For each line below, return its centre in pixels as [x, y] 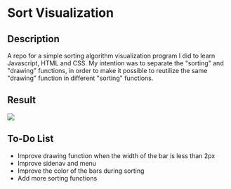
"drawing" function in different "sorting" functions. [80, 78]
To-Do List [31, 139]
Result [22, 100]
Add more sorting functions [57, 178]
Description [33, 39]
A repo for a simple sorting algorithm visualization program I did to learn [111, 56]
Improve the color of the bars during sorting [81, 171]
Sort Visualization [61, 13]
